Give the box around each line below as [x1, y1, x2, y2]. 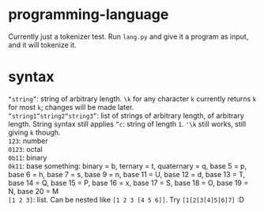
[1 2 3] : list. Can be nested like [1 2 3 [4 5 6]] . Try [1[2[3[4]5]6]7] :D [8, 195, 245, 204]
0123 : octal [8, 144, 43, 153]
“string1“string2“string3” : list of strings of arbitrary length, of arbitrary [8, 111, 245, 120]
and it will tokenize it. [8, 40, 77, 49]
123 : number [8, 136, 49, 146]
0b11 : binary [8, 153, 47, 162]
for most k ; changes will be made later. [8, 102, 134, 112]
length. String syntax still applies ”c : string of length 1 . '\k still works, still [8, 119, 247, 128]
